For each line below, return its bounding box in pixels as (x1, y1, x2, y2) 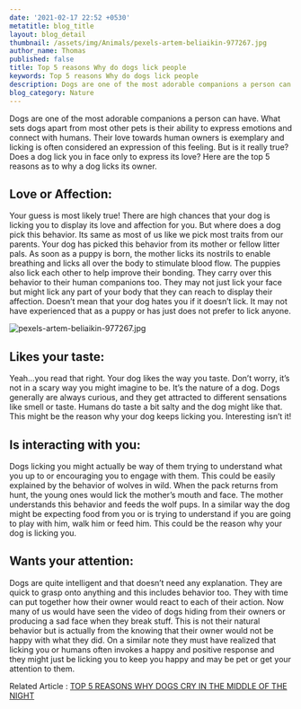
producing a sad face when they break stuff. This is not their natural (9, 616, 261, 626)
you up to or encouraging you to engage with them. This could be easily (9, 470, 276, 481)
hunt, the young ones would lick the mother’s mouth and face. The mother (9, 489, 284, 500)
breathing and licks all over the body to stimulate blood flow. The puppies (9, 258, 281, 269)
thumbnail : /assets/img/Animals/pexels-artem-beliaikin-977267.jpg (9, 38, 268, 48)
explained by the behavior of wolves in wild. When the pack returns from (9, 479, 279, 490)
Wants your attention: (9, 554, 134, 569)
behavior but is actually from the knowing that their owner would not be (9, 625, 274, 635)
